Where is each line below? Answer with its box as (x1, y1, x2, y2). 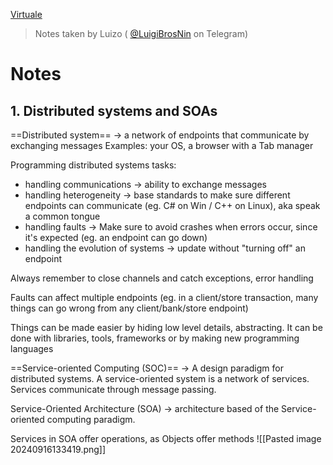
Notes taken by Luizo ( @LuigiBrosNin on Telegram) (34, 28, 249, 39)
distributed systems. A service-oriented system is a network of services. (10, 373, 310, 384)
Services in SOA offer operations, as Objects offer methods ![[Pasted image (10, 433, 322, 444)
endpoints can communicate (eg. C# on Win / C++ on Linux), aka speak (24, 200, 321, 211)
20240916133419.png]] (10, 444, 107, 455)
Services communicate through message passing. (10, 384, 217, 395)
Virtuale (10, 9, 43, 20)
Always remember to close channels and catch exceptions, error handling (10, 272, 314, 284)
